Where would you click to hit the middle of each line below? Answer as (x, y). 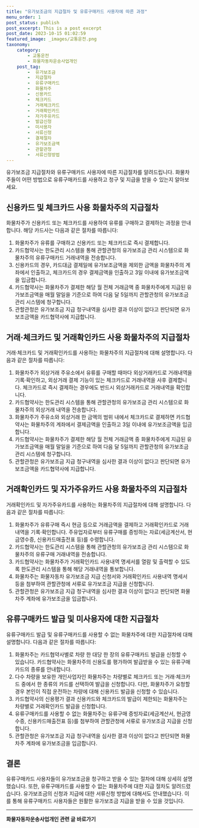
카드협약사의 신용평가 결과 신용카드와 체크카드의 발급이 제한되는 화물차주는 (101, 698)
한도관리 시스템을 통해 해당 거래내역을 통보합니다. (78, 569)
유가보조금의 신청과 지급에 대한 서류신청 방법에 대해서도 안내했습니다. (103, 794)
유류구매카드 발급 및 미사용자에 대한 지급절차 (82, 619)
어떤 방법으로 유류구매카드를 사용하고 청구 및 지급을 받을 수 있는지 (97, 180)
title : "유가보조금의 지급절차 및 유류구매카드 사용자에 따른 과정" (77, 12)
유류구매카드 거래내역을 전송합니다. (76, 257)
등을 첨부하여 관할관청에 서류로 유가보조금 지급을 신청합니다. (84, 584)
